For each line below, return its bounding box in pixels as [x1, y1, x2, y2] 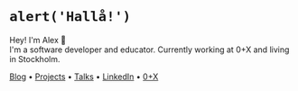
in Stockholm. [9, 53, 61, 64]
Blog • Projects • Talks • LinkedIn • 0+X [9, 71, 159, 82]
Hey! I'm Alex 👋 [9, 34, 66, 45]
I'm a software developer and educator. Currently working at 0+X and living [9, 44, 290, 55]
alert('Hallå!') [9, 8, 131, 25]
